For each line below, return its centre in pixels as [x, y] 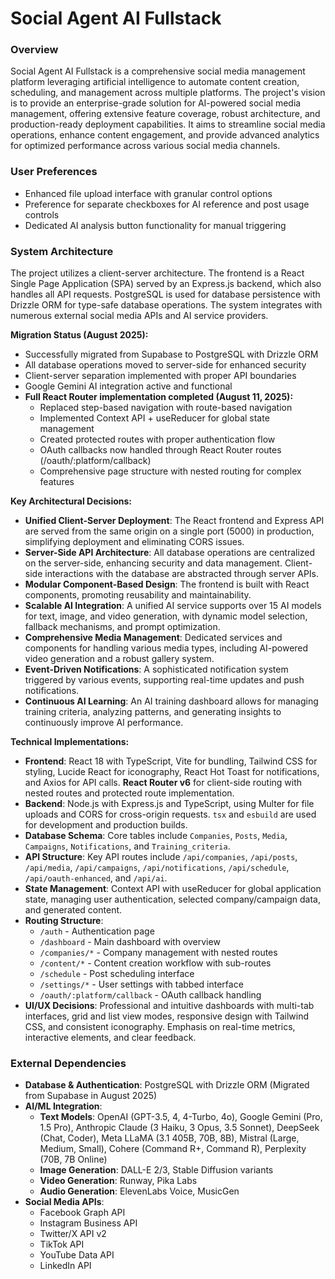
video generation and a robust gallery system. [119, 659]
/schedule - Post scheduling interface [117, 974]
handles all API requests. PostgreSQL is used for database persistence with [165, 294]
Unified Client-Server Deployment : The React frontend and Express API [174, 521]
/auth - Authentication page [97, 931]
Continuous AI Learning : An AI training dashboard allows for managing [171, 701]
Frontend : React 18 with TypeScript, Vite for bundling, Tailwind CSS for [171, 761]
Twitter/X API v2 [73, 1234]
